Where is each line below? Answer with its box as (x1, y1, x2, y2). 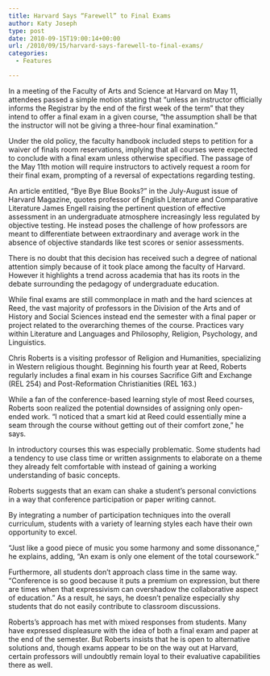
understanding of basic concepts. (8, 470, 121, 480)
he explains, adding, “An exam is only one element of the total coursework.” (8, 551, 260, 561)
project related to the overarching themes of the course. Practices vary (8, 320, 244, 330)
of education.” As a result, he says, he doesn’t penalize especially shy (8, 593, 240, 603)
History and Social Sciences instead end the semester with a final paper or (8, 312, 256, 321)
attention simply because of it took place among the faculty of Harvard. (8, 262, 246, 271)
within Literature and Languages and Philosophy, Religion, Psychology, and (8, 329, 258, 338)
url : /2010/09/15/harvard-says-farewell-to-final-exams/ (8, 42, 204, 50)
